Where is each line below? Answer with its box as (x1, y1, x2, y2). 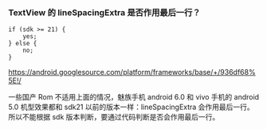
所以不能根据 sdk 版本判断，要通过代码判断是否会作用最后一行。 (8, 112, 220, 122)
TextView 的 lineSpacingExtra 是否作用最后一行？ (8, 6, 201, 18)
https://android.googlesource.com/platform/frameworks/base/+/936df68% (8, 68, 257, 77)
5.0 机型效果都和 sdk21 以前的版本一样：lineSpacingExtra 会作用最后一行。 (8, 102, 255, 112)
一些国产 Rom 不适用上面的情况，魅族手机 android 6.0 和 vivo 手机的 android (8, 92, 260, 102)
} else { (8, 40, 37, 48)
